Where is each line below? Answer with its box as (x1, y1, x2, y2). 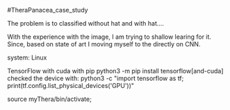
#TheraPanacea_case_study (7, 6, 88, 14)
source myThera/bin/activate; (7, 95, 92, 103)
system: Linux (7, 53, 47, 62)
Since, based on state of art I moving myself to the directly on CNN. (7, 40, 201, 48)
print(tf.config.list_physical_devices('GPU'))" (7, 82, 134, 89)
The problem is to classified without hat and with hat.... (7, 19, 165, 27)
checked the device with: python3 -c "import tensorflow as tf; (7, 74, 184, 82)
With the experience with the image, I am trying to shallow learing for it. (7, 33, 212, 41)
